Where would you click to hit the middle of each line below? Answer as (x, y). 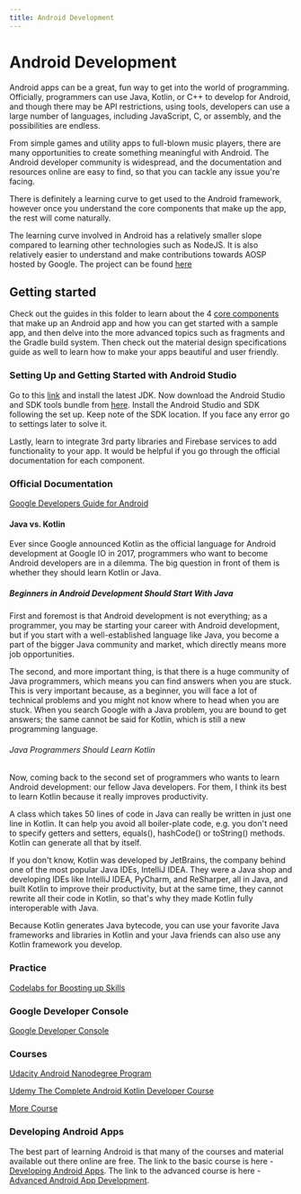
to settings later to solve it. (58, 423)
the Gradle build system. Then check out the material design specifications (148, 342)
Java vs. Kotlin (37, 524)
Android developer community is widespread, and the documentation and (146, 162)
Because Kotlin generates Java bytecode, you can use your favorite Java (145, 926)
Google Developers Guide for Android (79, 503)
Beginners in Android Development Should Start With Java (121, 593)
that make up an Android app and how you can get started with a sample (144, 323)
